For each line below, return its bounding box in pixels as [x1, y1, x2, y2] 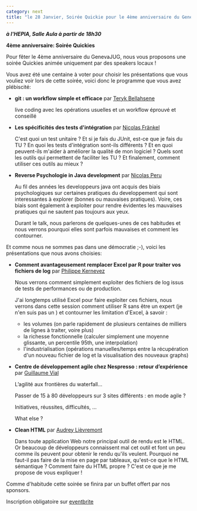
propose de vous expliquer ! [14, 469, 83, 476]
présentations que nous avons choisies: [6, 250, 102, 257]
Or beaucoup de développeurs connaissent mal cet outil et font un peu [14, 444, 186, 451]
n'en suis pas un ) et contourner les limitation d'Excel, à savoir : [14, 308, 168, 316]
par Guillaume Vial [14, 369, 59, 376]
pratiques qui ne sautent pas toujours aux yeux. [14, 208, 130, 215]
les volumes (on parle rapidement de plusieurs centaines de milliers [23, 320, 187, 327]
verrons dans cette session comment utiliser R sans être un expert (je [14, 303, 183, 310]
